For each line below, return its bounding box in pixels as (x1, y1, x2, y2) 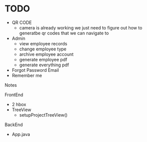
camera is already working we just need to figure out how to (19, 24, 143, 30)
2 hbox (11, 101, 26, 107)
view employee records (19, 40, 68, 46)
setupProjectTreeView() (19, 112, 68, 118)
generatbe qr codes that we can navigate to (19, 30, 109, 36)
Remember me (11, 72, 42, 78)
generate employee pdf (19, 56, 68, 62)
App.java (11, 131, 30, 137)
